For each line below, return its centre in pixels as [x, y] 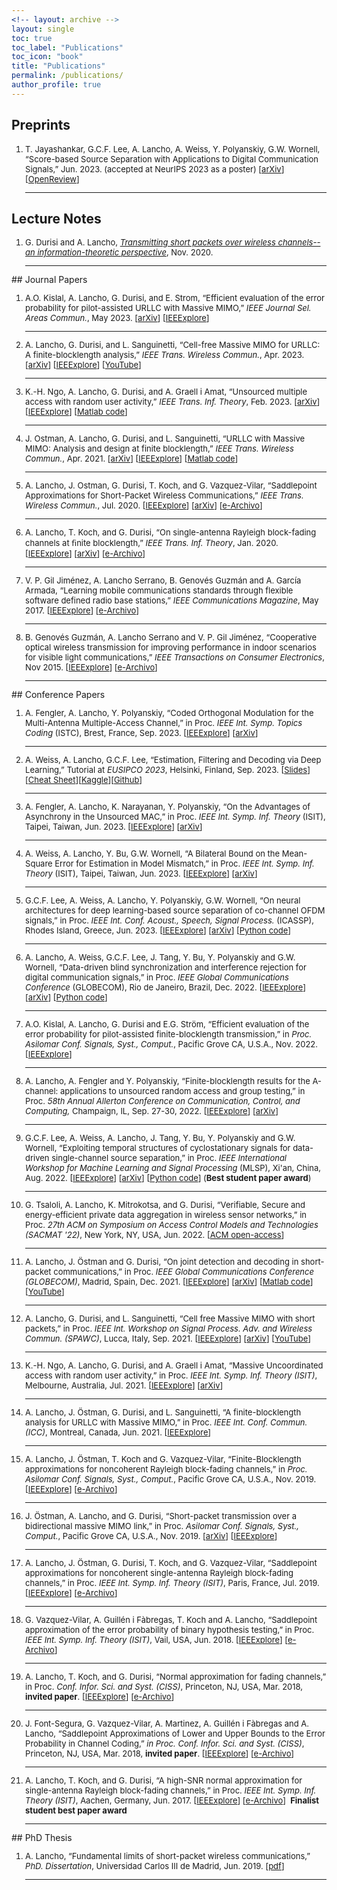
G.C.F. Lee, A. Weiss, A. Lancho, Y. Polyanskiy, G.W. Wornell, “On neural [163, 900]
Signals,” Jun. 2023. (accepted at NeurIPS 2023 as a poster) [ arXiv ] [155, 169]
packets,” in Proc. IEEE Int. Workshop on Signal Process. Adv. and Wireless [169, 1329]
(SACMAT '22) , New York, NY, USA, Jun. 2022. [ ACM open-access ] [155, 1235]
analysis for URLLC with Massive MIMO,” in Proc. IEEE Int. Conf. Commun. [166, 1422]
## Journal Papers [49, 280]
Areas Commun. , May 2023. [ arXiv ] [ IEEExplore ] [117, 318]
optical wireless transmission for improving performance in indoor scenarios [171, 647]
